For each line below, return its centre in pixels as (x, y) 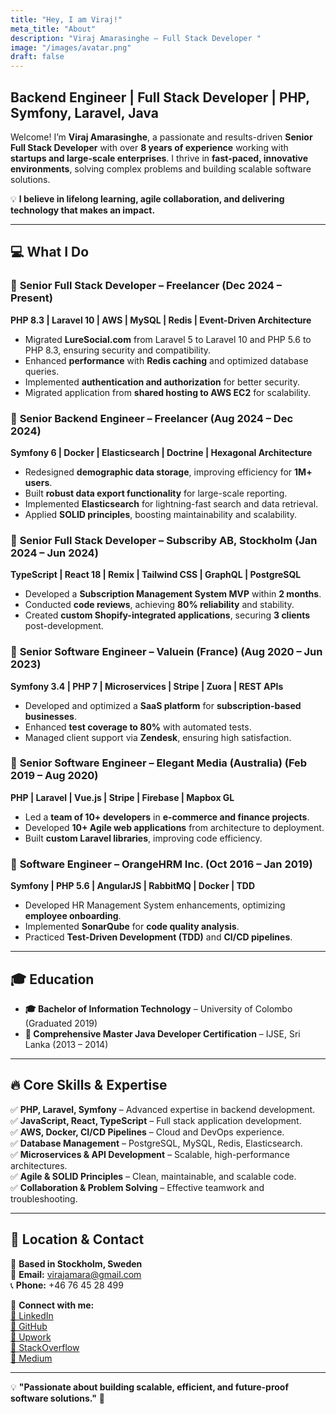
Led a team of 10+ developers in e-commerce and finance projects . (167, 817)
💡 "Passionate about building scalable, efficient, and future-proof (150, 1387)
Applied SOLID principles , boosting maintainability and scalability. (161, 514)
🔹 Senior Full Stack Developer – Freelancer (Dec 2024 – (146, 286)
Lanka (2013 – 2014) (66, 1044)
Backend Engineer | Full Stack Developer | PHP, (160, 97)
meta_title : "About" (53, 29)
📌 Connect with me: (52, 1305)
